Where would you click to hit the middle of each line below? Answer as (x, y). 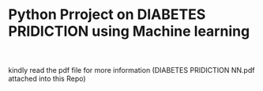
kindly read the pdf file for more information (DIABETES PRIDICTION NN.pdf (131, 70)
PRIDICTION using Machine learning (129, 31)
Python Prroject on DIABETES (107, 15)
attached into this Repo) (47, 78)
